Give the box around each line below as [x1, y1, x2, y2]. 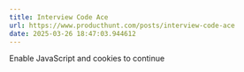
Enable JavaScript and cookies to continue [9, 54, 165, 64]
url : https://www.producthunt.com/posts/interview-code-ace [9, 21, 236, 30]
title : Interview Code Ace [9, 12, 109, 22]
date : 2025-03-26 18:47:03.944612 [9, 29, 137, 38]
